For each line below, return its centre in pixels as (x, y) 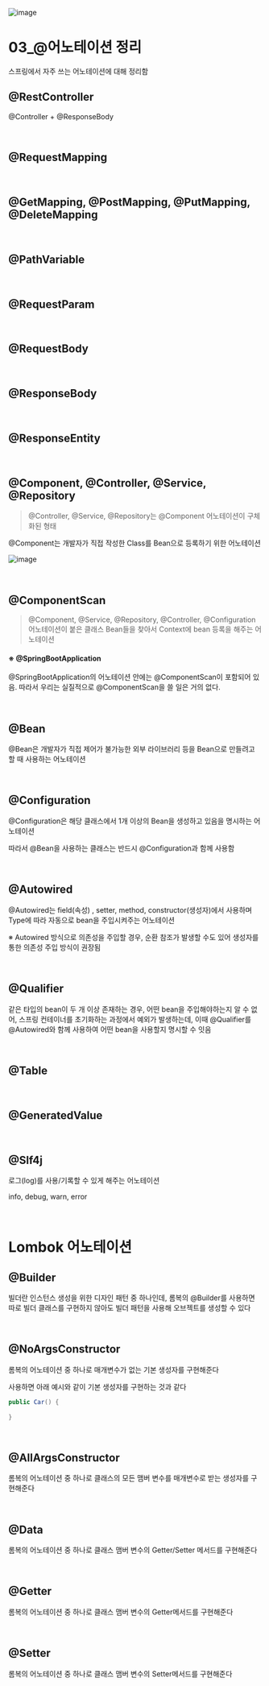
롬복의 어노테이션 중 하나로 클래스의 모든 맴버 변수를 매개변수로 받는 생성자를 (129, 1478)
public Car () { (34, 1402)
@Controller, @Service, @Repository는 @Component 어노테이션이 (137, 516)
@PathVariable (47, 259)
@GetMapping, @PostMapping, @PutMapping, (130, 202)
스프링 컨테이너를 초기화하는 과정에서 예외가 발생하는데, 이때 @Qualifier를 (135, 1019)
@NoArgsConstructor (64, 1349)
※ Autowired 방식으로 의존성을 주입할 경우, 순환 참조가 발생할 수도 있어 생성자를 (134, 937)
